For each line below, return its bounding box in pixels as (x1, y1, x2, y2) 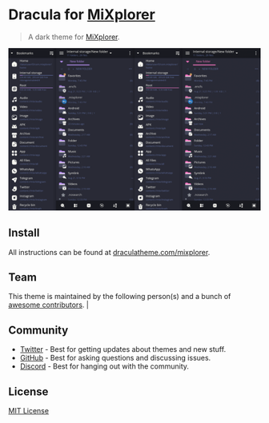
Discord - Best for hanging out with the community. (19, 361, 190, 371)
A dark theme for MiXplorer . (27, 32, 120, 42)
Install (8, 226, 40, 240)
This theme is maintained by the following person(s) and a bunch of (8, 292, 231, 301)
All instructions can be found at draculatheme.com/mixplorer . (8, 247, 211, 257)
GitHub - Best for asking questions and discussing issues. (19, 353, 211, 363)
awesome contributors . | (8, 300, 90, 309)
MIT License (8, 406, 50, 416)
